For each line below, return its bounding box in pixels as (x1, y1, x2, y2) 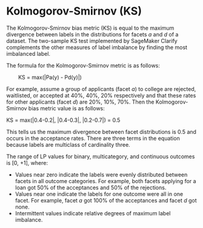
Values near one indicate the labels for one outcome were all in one (15, 190, 184, 198)
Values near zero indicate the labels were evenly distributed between (15, 171, 188, 178)
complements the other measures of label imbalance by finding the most (6, 44, 188, 51)
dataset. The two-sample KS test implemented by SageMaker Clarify (6, 37, 178, 44)
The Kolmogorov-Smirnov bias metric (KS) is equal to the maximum (6, 24, 175, 32)
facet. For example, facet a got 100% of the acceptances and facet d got (15, 196, 197, 204)
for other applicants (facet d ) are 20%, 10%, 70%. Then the (6, 98, 155, 106)
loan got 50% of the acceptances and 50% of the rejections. (15, 184, 167, 191)
